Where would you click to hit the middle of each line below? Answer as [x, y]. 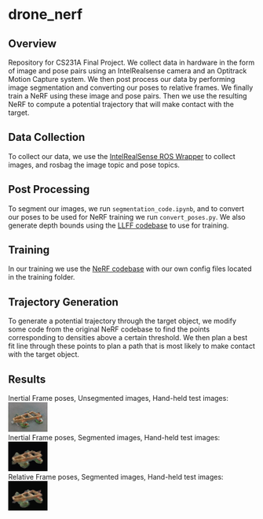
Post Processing [49, 189]
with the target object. [44, 354]
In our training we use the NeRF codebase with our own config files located [130, 269]
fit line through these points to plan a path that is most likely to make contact [131, 346]
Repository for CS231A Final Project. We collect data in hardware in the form [131, 62]
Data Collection [47, 137]
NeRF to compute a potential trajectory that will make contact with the [121, 104]
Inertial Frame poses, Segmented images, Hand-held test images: [114, 438]
